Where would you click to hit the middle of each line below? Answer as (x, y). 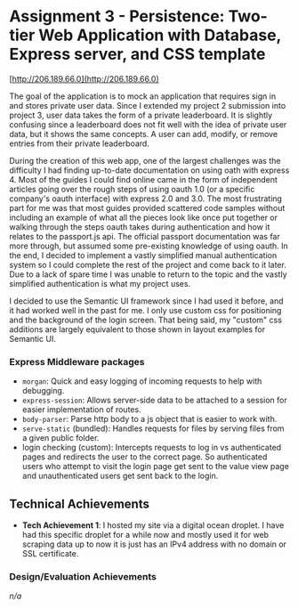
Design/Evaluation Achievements (83, 576)
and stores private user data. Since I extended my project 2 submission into (148, 105)
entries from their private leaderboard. (79, 143)
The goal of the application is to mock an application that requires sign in (143, 96)
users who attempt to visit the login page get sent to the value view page (155, 467)
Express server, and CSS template (137, 54)
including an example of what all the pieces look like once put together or (144, 217)
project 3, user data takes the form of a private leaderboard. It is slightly (141, 115)
